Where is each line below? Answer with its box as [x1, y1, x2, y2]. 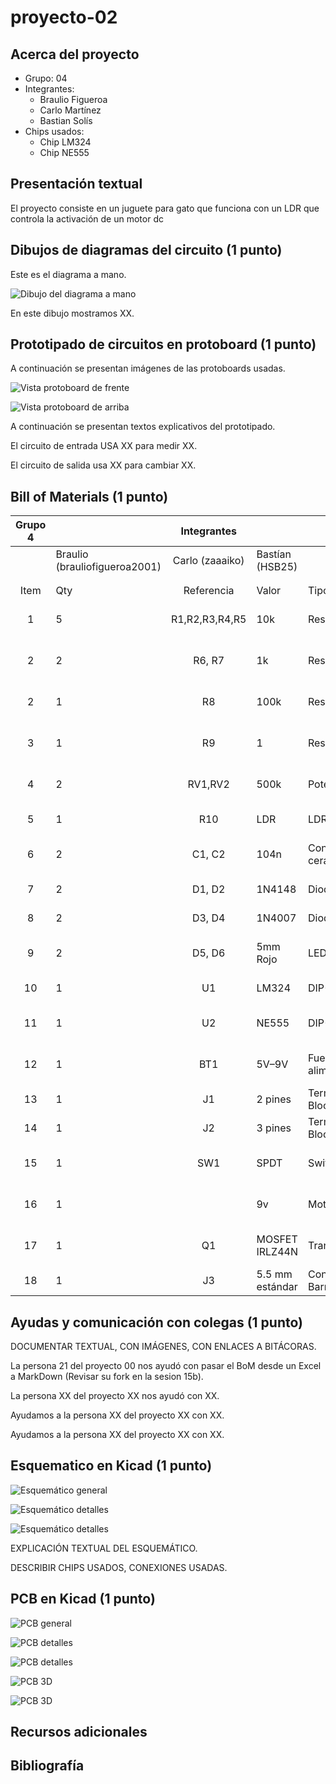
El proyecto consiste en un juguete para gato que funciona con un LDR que [10, 202, 320, 214]
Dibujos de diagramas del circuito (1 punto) [10, 242, 283, 259]
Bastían [256, 547, 292, 561]
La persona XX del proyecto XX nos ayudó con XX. [10, 1390, 220, 1402]
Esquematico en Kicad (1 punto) [10, 1457, 213, 1475]
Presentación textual [10, 176, 143, 193]
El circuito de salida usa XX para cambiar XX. [10, 459, 197, 471]
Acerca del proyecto [10, 46, 140, 63]
